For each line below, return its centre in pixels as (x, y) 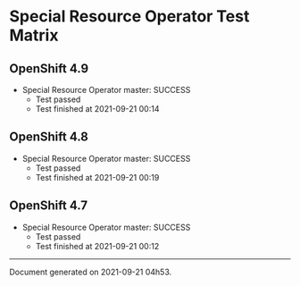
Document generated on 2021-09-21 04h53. (91, 272)
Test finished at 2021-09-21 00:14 (97, 109)
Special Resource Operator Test (129, 17)
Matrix (34, 35)
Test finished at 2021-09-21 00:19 (97, 177)
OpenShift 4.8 (49, 137)
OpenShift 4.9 (49, 68)
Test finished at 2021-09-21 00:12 (97, 246)
